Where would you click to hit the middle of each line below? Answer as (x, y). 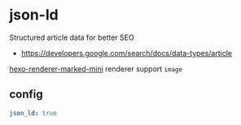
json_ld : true (33, 113)
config (26, 95)
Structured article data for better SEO (72, 37)
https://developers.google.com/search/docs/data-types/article (127, 53)
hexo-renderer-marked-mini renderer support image (96, 69)
